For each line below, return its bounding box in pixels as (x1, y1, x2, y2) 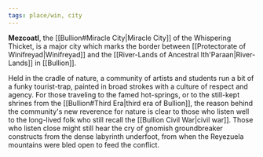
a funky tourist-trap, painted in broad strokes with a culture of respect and (8, 82, 249, 91)
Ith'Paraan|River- (200, 49, 256, 59)
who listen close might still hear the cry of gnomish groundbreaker (8, 123, 224, 133)
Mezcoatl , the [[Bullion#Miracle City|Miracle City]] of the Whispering (8, 33, 232, 42)
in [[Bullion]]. (35, 58, 77, 68)
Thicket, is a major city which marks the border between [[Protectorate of (8, 41, 246, 51)
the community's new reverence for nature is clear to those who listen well (8, 107, 250, 116)
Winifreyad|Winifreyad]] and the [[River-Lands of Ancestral (8, 49, 199, 59)
